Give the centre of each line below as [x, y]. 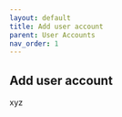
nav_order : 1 [34, 43]
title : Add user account [56, 27]
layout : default [40, 18]
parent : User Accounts [52, 35]
